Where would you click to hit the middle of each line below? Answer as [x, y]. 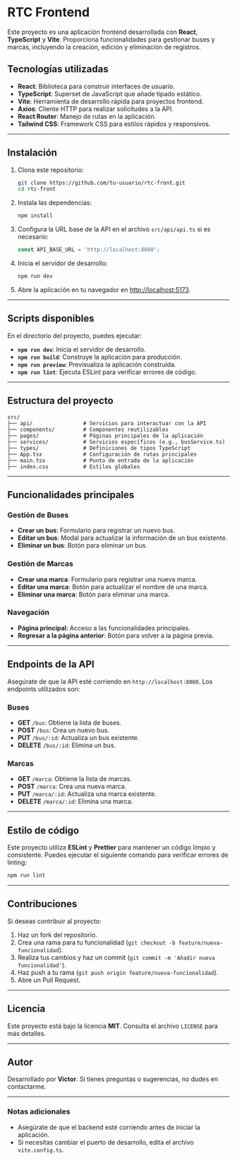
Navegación [29, 613]
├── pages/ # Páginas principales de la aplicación [105, 436]
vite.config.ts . [41, 1150]
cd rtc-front [37, 189]
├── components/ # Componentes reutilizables [88, 429]
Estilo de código [43, 830]
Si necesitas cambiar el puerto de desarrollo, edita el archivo [105, 1142]
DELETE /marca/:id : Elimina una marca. [75, 802]
